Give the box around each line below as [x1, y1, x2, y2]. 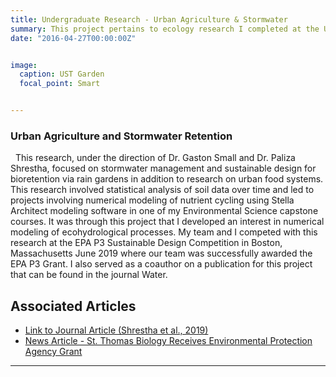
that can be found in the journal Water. [10, 269, 168, 281]
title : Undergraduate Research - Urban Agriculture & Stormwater [10, 14, 288, 25]
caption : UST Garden [19, 69, 105, 80]
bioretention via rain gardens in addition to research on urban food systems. [10, 173, 324, 185]
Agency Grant [24, 346, 83, 358]
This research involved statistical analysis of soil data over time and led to [10, 184, 315, 196]
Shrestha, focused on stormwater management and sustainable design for [10, 162, 317, 175]
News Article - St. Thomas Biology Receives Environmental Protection [24, 335, 313, 347]
